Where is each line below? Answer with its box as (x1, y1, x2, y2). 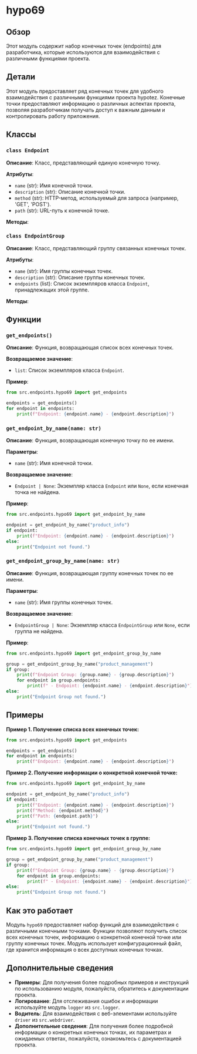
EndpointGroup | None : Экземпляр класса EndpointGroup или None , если (14, 621, 190, 629)
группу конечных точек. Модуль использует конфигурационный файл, (6, 939, 182, 946)
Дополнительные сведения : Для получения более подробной (14, 1022, 173, 1029)
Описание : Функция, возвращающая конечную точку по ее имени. (6, 437, 175, 444)
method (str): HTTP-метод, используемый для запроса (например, (14, 194, 179, 202)
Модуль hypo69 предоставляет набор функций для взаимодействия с (6, 921, 179, 928)
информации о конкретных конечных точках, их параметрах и (14, 1029, 172, 1036)
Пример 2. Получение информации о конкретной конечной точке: (6, 769, 178, 776)
